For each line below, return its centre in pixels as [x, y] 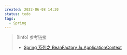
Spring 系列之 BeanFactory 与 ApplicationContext [73, 48]
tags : [10, 18]
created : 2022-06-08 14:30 [32, 9]
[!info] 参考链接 [31, 37]
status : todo [18, 14]
